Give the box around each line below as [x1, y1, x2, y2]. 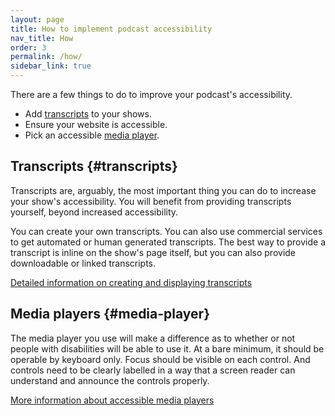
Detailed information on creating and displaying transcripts [10, 276, 253, 288]
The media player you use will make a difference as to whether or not [10, 332, 296, 344]
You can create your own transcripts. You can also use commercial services [10, 225, 323, 237]
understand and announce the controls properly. [10, 374, 210, 386]
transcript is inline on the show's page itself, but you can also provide [10, 246, 297, 258]
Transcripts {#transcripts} [10, 158, 178, 175]
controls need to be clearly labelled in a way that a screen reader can [10, 364, 296, 376]
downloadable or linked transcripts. [10, 257, 157, 269]
